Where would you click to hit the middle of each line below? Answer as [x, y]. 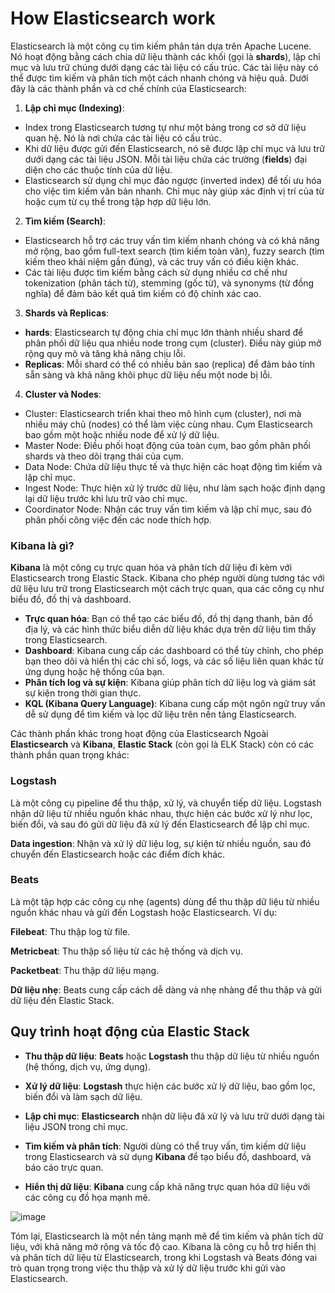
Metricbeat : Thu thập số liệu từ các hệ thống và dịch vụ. [126, 951]
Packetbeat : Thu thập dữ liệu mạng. [85, 970]
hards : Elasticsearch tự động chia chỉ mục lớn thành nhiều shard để [164, 332]
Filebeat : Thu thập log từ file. [70, 931]
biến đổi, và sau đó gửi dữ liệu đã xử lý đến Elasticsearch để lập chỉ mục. [160, 824]
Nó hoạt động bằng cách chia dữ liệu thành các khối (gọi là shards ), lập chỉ [165, 56]
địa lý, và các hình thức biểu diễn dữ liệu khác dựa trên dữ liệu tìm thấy [170, 629]
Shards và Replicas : [67, 313]
